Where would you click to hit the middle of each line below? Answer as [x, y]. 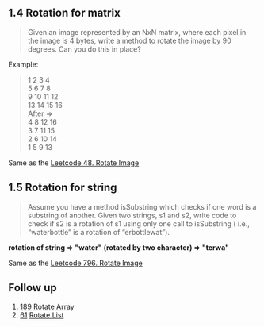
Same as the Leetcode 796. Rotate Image [75, 263]
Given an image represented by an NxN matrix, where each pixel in [137, 32]
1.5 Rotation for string [63, 188]
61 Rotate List [42, 315]
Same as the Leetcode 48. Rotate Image [74, 163]
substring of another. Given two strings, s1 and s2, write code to [132, 215]
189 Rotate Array [47, 307]
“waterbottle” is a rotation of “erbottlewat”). [99, 232]
